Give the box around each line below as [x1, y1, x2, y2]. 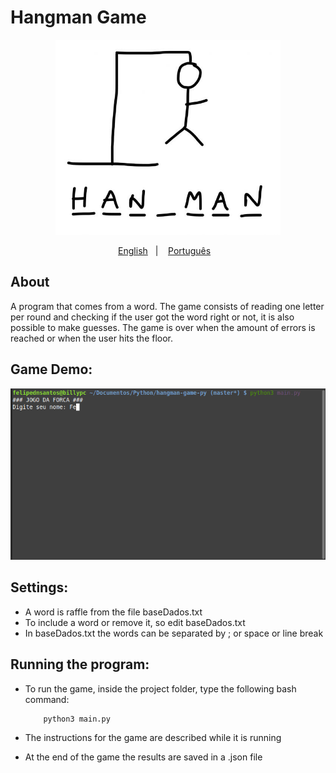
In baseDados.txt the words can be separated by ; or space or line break [24, 627, 324, 639]
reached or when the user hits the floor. [10, 332, 174, 344]
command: [24, 693, 70, 705]
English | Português [118, 244, 212, 256]
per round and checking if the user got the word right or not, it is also [10, 311, 295, 323]
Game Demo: [10, 361, 93, 378]
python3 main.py [43, 714, 111, 724]
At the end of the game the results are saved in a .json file [24, 751, 263, 763]
